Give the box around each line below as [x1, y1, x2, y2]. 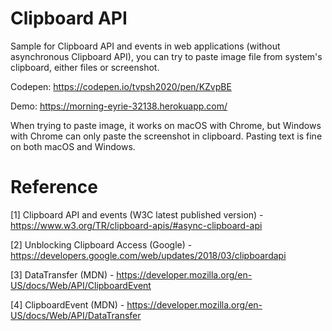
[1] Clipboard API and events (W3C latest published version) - [10, 208, 264, 221]
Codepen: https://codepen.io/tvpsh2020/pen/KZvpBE [10, 80, 232, 92]
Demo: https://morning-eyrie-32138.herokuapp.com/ [10, 100, 228, 112]
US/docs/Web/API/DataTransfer [10, 309, 142, 321]
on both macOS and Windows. [10, 140, 136, 152]
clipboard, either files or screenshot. [10, 61, 160, 73]
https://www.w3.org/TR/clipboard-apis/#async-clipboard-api [10, 219, 263, 231]
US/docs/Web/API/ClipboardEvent [10, 279, 152, 291]
